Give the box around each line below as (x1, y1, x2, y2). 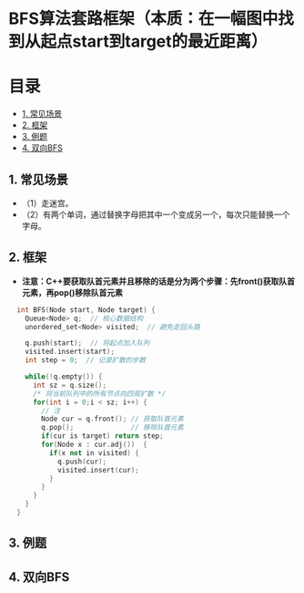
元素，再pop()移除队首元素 (21, 286, 124, 297)
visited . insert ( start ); (25, 348, 116, 357)
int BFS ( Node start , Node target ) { (16, 305, 156, 315)
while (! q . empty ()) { (25, 372, 103, 381)
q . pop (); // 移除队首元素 (41, 423, 184, 432)
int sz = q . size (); (32, 380, 106, 390)
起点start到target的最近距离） (40, 31, 268, 52)
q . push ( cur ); (56, 457, 106, 466)
